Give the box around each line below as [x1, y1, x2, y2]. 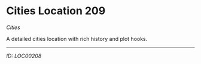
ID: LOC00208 [6, 52, 42, 59]
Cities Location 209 [6, 4, 106, 18]
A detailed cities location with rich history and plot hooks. [6, 35, 148, 42]
